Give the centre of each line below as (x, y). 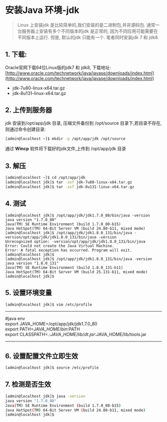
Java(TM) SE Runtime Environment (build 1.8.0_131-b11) (64, 267)
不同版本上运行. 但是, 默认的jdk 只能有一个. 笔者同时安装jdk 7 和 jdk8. (88, 37)
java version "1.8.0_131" (32, 263)
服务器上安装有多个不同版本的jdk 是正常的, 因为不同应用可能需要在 (90, 31)
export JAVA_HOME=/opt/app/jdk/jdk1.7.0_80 (51, 324)
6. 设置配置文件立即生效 (42, 356)
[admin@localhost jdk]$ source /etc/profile (52, 368)
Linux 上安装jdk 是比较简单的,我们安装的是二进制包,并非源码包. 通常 (86, 25)
